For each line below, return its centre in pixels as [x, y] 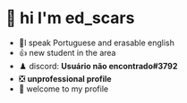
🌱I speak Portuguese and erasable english [97, 43]
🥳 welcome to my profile [64, 89]
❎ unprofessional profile [65, 78]
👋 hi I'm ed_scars [70, 18]
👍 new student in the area [67, 52]
